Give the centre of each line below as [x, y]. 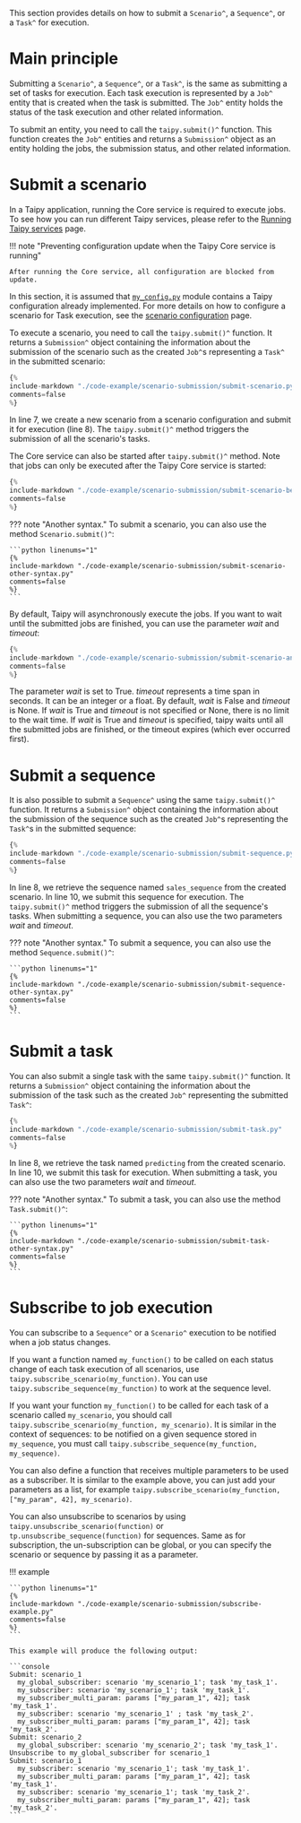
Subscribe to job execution [111, 1308]
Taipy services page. [48, 229]
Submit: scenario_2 [46, 1738]
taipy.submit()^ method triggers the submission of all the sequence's [139, 906]
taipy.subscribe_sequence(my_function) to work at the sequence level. [140, 1388]
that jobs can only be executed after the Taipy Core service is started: [138, 466]
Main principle [64, 59]
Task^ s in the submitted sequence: [73, 829]
